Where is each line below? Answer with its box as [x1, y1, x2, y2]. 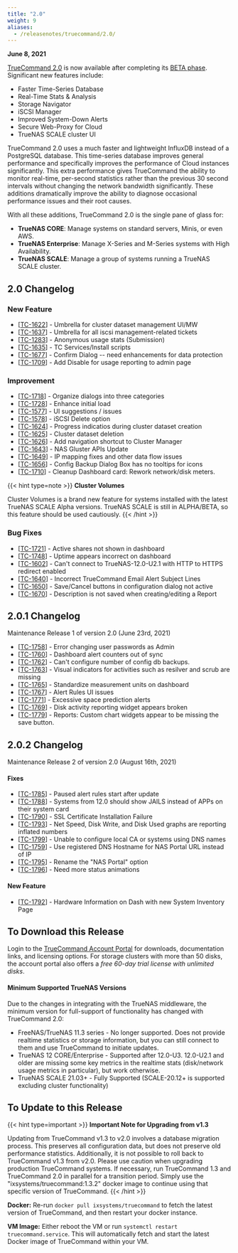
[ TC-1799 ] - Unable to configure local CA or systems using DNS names [17, 835, 226, 843]
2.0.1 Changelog [7, 609, 80, 622]
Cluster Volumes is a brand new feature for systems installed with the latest [7, 495, 229, 503]
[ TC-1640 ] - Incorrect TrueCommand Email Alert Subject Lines [17, 574, 201, 583]
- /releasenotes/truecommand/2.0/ [13, 30, 116, 38]
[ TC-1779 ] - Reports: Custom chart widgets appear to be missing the [17, 710, 219, 719]
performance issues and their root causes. [7, 197, 132, 206]
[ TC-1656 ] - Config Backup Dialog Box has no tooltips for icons [17, 460, 203, 469]
